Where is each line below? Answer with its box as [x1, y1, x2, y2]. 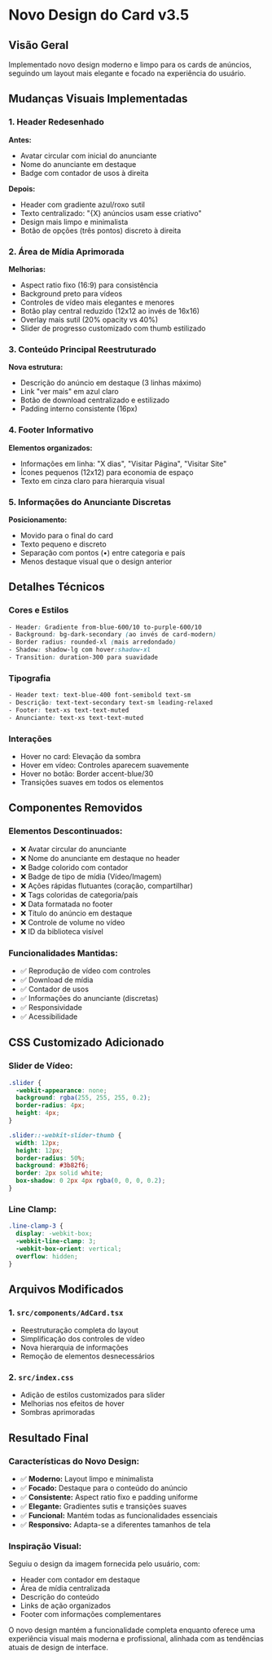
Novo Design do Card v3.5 [8, 6, 190, 24]
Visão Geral [8, 38, 69, 52]
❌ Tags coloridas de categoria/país [20, 889, 138, 899]
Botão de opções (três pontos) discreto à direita [20, 226, 182, 235]
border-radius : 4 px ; [15, 1101, 86, 1109]
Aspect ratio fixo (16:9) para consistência [20, 279, 159, 290]
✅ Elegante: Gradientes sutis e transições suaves [20, 1501, 187, 1512]
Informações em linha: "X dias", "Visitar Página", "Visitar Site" [20, 459, 227, 468]
